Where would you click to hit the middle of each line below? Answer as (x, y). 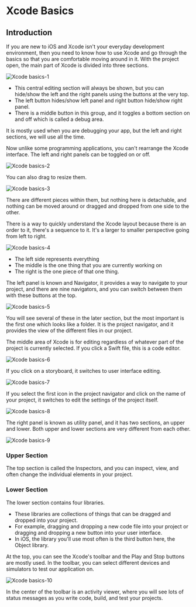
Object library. (32, 545)
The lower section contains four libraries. (56, 503)
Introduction (29, 33)
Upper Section (27, 455)
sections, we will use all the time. (46, 137)
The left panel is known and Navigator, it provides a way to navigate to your (97, 283)
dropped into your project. (46, 520)
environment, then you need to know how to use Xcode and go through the (97, 53)
